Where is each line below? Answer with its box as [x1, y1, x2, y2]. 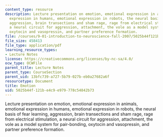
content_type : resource [5, 7, 53, 12]
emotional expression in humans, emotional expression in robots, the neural [5, 106, 156, 112]
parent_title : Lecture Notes [5, 66, 64, 70]
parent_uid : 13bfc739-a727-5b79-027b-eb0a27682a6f [5, 74, 110, 79]
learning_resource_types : [5, 47, 57, 52]
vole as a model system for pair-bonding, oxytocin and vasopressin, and [5, 122, 149, 127]
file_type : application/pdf [5, 43, 62, 48]
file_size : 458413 [5, 39, 42, 43]
